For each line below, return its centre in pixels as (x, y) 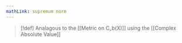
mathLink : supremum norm (36, 11)
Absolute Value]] (40, 34)
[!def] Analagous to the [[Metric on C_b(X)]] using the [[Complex (98, 28)
